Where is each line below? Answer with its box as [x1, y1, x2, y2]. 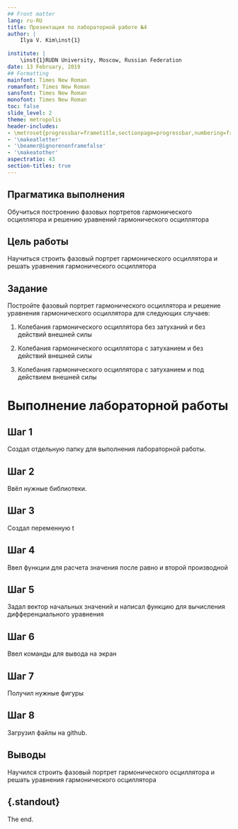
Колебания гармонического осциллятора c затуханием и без [17, 344, 203, 352]
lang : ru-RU [7, 17, 42, 24]
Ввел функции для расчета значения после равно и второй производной [7, 563, 228, 572]
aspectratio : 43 [7, 156, 55, 163]
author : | [7, 30, 37, 38]
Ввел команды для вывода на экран [7, 649, 117, 658]
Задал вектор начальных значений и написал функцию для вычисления [7, 602, 225, 611]
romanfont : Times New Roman [7, 83, 91, 90]
